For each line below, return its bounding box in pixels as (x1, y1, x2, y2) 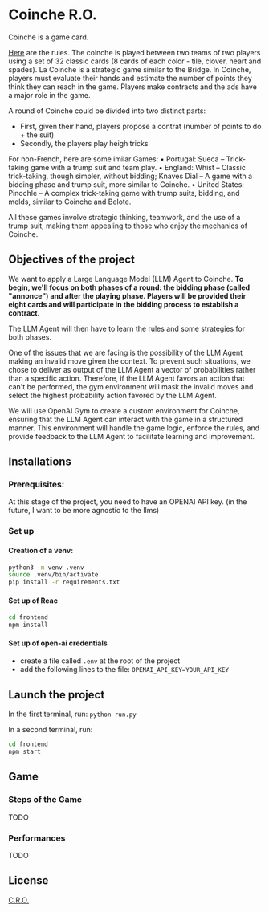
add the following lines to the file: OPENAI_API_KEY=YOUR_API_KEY (19, 665, 230, 674)
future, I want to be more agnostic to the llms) (8, 506, 160, 515)
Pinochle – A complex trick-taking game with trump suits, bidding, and (8, 188, 240, 197)
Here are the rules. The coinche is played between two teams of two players (8, 47, 261, 57)
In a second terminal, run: (8, 725, 93, 735)
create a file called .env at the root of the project (19, 656, 181, 666)
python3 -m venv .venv (8, 564, 84, 572)
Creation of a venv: (8, 545, 74, 555)
